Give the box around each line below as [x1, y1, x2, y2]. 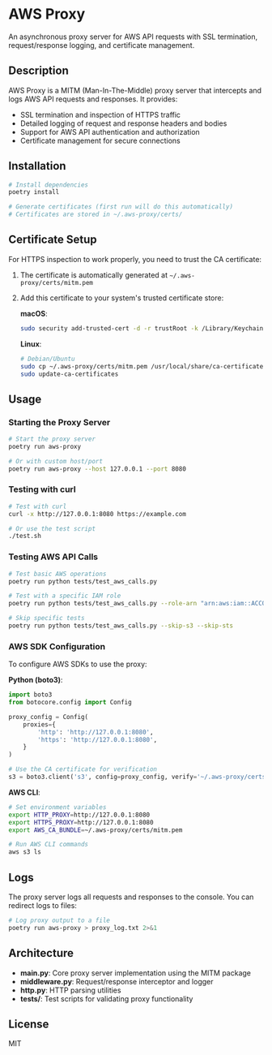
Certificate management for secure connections [19, 136, 181, 145]
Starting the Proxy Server [8, 416, 111, 428]
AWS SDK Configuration [8, 640, 106, 652]
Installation [8, 159, 66, 173]
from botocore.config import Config [8, 699, 132, 707]
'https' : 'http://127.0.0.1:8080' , [37, 735, 158, 743]
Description [8, 64, 69, 78]
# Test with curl [8, 502, 67, 510]
